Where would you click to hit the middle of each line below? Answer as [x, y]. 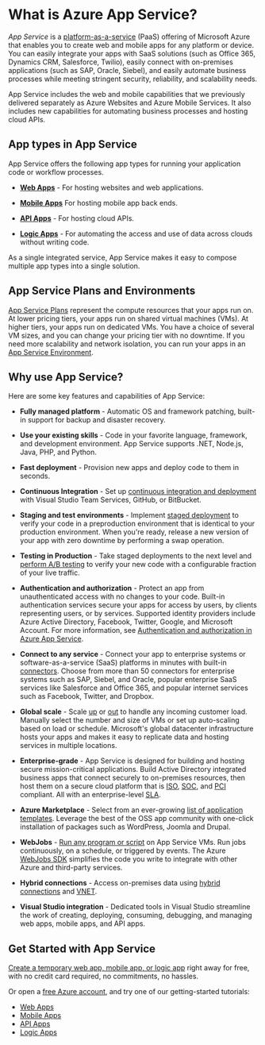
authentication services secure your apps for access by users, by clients [138, 605]
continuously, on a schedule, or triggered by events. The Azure [123, 850]
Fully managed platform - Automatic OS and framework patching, [128, 411]
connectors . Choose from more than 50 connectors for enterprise [127, 671]
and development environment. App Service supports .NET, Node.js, [131, 444]
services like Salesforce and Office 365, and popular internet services [134, 688]
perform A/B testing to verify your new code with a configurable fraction [138, 565]
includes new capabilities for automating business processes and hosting [128, 111]
